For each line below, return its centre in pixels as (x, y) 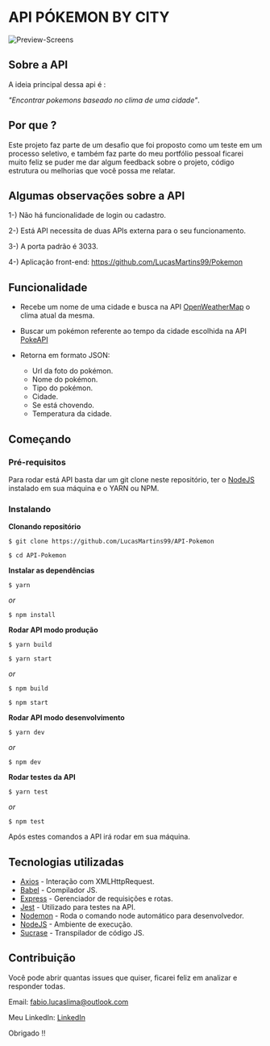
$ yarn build (30, 645)
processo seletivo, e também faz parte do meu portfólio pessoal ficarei (126, 153)
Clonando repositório (45, 527)
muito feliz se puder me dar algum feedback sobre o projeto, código (122, 162)
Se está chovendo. (63, 405)
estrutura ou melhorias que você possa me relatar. (92, 170)
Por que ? (33, 125)
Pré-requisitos (37, 462)
